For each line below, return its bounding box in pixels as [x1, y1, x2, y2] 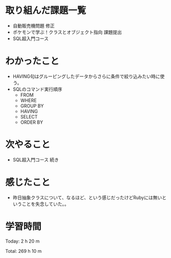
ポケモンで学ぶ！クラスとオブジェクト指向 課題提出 [12, 29, 122, 35]
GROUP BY [20, 103, 44, 109]
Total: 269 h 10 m [5, 248, 42, 254]
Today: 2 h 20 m [5, 238, 40, 244]
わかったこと [5, 55, 60, 67]
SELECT [20, 113, 38, 120]
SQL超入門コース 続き [12, 156, 59, 163]
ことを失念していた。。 [22, 201, 69, 207]
